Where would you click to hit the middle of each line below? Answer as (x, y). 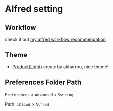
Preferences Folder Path (43, 83)
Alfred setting (34, 9)
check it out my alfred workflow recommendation (55, 39)
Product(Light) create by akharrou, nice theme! (60, 67)
